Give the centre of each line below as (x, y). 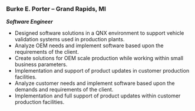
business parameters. (41, 64)
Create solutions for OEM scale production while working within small (99, 58)
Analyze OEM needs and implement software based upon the (89, 45)
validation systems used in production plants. (70, 40)
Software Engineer (29, 22)
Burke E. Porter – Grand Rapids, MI (56, 9)
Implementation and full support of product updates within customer (97, 96)
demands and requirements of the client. (64, 90)
